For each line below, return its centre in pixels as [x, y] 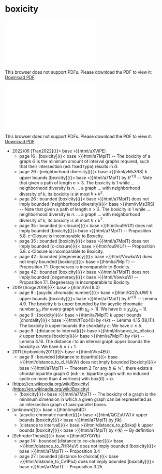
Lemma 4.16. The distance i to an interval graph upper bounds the [85, 342]
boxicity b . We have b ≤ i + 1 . [48, 347]
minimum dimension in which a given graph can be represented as [85, 399]
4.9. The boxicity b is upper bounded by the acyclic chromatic [81, 304]
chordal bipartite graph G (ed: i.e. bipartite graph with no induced [84, 374]
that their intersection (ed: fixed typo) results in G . [69, 166]
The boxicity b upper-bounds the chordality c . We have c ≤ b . [81, 326]
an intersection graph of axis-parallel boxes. [63, 405]
